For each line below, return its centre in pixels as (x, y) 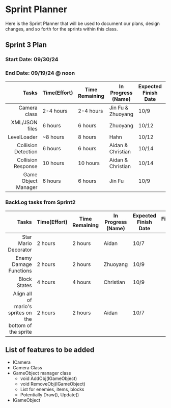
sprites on (20, 313)
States (24, 285)
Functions (20, 270)
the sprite (21, 332)
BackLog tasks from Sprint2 (40, 202)
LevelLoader (23, 137)
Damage (22, 264)
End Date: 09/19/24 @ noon (40, 73)
